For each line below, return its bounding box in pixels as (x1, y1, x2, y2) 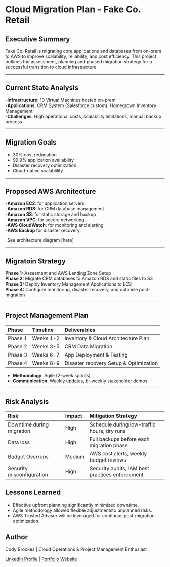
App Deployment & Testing (64, 351, 128, 359)
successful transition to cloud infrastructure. (5, 64, 98, 70)
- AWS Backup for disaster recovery (5, 227, 80, 234)
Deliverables (64, 326, 96, 333)
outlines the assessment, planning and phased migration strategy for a (5, 59, 152, 64)
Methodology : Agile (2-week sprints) (12, 373, 91, 379)
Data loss (8, 439, 30, 446)
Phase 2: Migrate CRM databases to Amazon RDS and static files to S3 (5, 275, 153, 282)
